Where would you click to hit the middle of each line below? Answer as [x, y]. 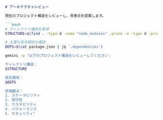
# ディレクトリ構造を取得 [27, 29]
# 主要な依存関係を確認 [25, 42]
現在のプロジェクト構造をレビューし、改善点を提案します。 [55, 16]
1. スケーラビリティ [23, 95]
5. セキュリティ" [20, 113]
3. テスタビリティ [21, 104]
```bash [13, 24]
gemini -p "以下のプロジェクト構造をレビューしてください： [58, 56]
